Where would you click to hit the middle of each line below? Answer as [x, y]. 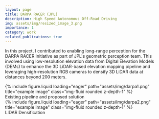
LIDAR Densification [25, 112]
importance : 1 [20, 28]
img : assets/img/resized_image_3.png [44, 23]
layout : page [18, 10]
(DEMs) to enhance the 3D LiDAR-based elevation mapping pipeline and [78, 66]
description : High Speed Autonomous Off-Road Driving [61, 19]
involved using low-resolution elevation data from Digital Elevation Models [79, 61]
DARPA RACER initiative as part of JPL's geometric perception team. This [79, 56]
